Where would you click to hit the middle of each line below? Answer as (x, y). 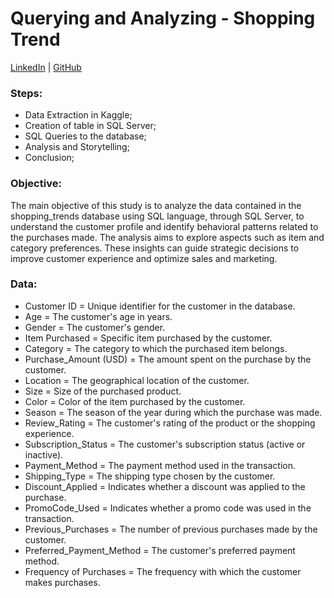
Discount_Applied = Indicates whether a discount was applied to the (165, 486)
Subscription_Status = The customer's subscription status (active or (165, 444)
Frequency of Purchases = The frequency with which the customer (163, 571)
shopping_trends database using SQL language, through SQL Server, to (157, 216)
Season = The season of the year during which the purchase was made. (173, 412)
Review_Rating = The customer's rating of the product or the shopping (170, 423)
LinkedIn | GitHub (46, 67)
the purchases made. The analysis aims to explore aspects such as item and (167, 237)
